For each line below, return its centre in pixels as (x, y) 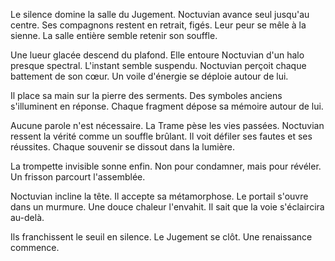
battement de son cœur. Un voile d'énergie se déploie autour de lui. (149, 76)
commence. (35, 247)
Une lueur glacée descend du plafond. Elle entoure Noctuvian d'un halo (157, 55)
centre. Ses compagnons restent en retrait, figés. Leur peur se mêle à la (158, 25)
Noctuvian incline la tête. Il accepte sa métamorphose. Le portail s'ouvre (159, 196)
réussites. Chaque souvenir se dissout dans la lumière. (122, 147)
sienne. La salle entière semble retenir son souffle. (114, 35)
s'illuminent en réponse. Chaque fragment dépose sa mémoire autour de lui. (167, 106)
